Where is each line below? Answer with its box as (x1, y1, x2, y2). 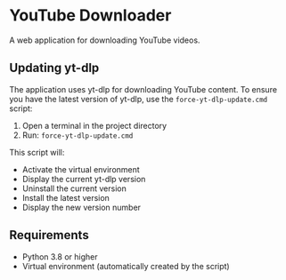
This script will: (9, 147, 65, 157)
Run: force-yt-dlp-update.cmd (21, 130, 134, 140)
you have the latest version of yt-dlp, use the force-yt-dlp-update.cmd (9, 93, 268, 104)
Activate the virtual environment (21, 164, 140, 174)
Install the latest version (21, 192, 110, 203)
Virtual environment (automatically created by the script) (21, 260, 230, 271)
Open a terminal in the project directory (21, 120, 168, 131)
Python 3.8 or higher (21, 251, 98, 262)
